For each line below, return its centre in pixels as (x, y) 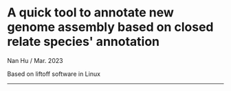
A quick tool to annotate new (90, 13)
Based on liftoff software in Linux (54, 74)
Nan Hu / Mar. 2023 (35, 60)
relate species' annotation (84, 42)
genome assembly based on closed (111, 27)
